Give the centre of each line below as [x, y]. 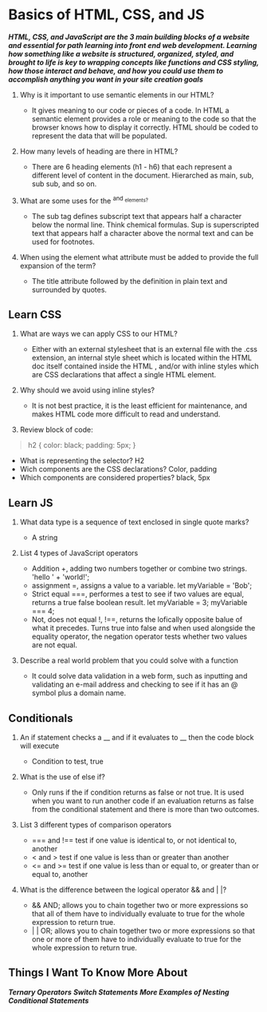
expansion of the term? [58, 265]
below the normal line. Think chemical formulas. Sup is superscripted [145, 225]
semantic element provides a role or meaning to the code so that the [144, 118]
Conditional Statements [49, 1000]
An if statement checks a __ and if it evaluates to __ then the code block [137, 738]
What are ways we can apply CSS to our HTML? [98, 334]
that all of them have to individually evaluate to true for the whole [138, 914]
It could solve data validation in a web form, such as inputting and [139, 676]
